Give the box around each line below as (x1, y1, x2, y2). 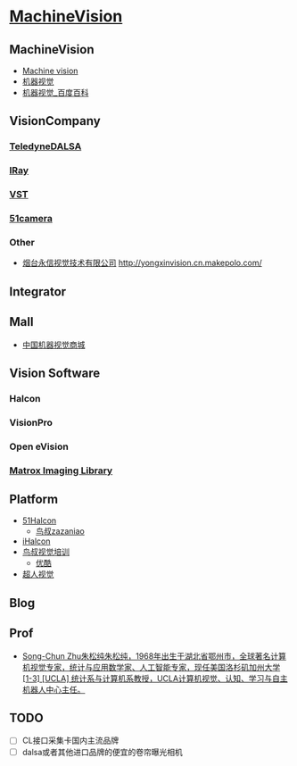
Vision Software (9, 365, 101, 380)
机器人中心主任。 (21, 684, 86, 695)
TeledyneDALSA (9, 140, 82, 153)
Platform (9, 492, 59, 507)
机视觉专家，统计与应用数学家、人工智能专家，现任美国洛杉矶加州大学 (21, 662, 281, 672)
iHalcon (21, 536, 51, 546)
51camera (9, 212, 54, 225)
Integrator (9, 284, 67, 299)
